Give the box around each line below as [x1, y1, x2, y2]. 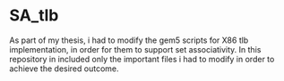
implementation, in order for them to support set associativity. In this [9, 44, 262, 54]
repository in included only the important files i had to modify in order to [9, 53, 275, 64]
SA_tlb [9, 5, 59, 26]
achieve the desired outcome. [9, 63, 119, 74]
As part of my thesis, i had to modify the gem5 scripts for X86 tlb [9, 35, 249, 45]
